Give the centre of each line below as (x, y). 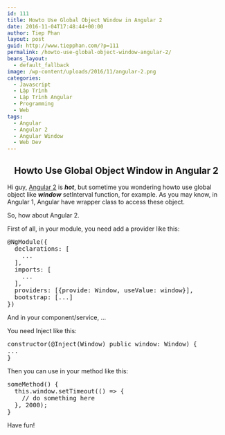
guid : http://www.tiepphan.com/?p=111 (63, 46)
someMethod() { (33, 384)
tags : (15, 116)
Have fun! (21, 425)
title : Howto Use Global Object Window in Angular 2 (85, 20)
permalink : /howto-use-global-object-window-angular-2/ (89, 53)
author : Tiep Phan (34, 33)
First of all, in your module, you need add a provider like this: (93, 229)
